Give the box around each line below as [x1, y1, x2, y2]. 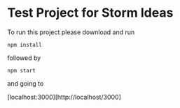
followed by [7, 54, 41, 62]
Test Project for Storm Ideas [7, 5, 174, 21]
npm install [7, 41, 42, 48]
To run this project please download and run [7, 28, 135, 36]
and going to [7, 79, 44, 88]
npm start [7, 67, 36, 74]
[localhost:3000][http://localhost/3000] [7, 93, 121, 101]
